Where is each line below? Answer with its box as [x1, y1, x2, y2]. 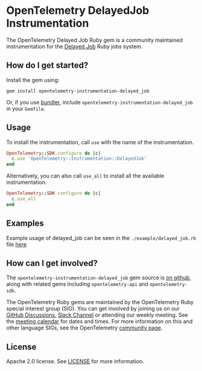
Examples [6, 218, 44, 229]
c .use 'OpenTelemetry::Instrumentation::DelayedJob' [11, 156, 147, 162]
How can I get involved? [6, 258, 98, 268]
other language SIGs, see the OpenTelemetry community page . [6, 324, 163, 332]
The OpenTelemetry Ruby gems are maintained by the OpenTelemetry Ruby [6, 299, 194, 306]
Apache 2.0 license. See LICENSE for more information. [6, 358, 145, 365]
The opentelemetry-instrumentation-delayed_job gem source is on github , [6, 274, 192, 281]
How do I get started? [6, 60, 89, 71]
